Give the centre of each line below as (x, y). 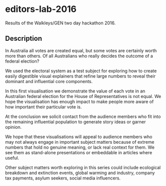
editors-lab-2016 (41, 9)
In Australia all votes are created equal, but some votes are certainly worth (81, 50)
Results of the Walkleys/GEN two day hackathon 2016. (60, 23)
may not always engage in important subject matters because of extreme (80, 142)
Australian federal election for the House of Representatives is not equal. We (83, 96)
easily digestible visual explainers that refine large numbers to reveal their (81, 76)
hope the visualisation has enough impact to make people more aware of (80, 101)
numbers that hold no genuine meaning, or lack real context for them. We (80, 147)
